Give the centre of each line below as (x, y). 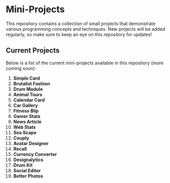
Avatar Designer (31, 143)
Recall (20, 149)
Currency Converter (35, 154)
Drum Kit (23, 165)
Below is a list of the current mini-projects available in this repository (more (85, 63)
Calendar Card (29, 100)
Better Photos (28, 176)
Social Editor (27, 170)
